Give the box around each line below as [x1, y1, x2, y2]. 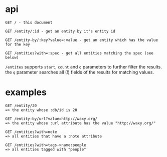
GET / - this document [5, 20, 53, 25]
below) [5, 55, 19, 60]
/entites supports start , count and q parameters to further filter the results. [5, 63, 162, 69]
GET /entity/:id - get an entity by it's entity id [5, 28, 115, 33]
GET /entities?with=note [5, 129, 57, 134]
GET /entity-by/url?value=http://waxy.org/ [5, 116, 98, 121]
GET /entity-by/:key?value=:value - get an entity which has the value [5, 37, 158, 42]
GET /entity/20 [5, 103, 37, 108]
